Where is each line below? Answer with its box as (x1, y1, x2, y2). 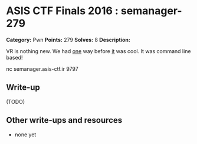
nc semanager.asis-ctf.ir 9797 (6, 65, 78, 72)
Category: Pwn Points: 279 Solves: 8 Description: (6, 36, 131, 43)
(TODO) (6, 98, 25, 105)
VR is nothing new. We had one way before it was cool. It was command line (6, 47, 191, 54)
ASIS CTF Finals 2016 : (6, 4, 119, 18)
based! (6, 54, 23, 61)
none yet (14, 131, 37, 138)
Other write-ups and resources (6, 115, 123, 125)
